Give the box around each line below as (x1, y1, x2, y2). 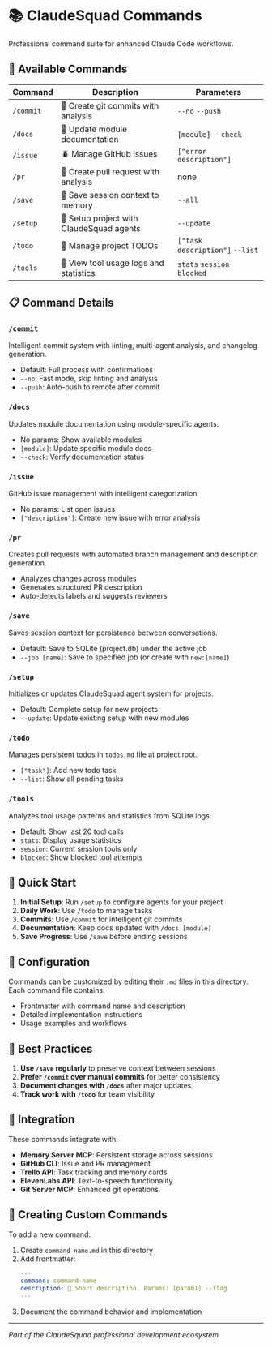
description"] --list (176, 245, 259, 255)
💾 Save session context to (61, 189, 159, 200)
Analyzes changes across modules (19, 573, 137, 584)
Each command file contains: (8, 985, 105, 995)
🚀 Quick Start (8, 875, 77, 889)
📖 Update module (61, 123, 128, 135)
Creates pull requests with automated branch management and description (8, 549, 259, 560)
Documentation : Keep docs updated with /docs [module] (19, 923, 212, 933)
